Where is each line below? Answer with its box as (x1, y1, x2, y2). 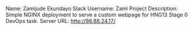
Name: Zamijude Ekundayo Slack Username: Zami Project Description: (5, 5, 178, 12)
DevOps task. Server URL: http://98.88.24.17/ (5, 18, 116, 24)
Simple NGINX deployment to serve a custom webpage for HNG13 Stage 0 (5, 11, 188, 18)
